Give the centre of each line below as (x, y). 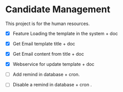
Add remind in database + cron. (46, 75)
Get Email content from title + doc (48, 54)
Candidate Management (58, 9)
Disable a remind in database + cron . (52, 85)
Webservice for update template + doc (54, 64)
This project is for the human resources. (47, 24)
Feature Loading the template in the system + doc (65, 33)
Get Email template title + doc (44, 44)
